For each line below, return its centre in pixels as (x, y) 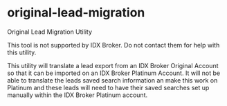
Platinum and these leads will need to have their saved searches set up (108, 87)
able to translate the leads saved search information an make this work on (112, 80)
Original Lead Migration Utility (49, 32)
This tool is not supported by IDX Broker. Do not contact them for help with (113, 45)
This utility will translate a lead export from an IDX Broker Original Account (113, 65)
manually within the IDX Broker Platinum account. (77, 95)
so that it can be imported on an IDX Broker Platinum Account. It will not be (113, 73)
